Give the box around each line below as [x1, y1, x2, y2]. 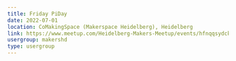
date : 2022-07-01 [7, 17, 58, 24]
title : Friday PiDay [7, 10, 68, 18]
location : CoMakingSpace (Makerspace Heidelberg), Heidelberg [7, 23, 193, 30]
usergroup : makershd [7, 36, 68, 43]
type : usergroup [7, 43, 55, 50]
